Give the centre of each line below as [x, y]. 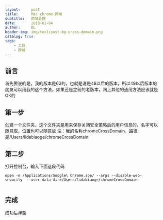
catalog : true [19, 37]
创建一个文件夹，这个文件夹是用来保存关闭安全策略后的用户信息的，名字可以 [81, 125]
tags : [10, 41]
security [14, 180]
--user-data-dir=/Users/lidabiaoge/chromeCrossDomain [82, 180]
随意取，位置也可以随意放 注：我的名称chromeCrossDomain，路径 [71, 131]
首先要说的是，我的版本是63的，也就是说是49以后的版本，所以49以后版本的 [81, 83]
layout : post [23, 9]
